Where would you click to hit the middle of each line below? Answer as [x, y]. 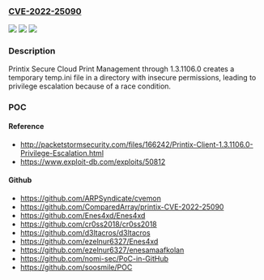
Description [32, 51]
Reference [26, 127]
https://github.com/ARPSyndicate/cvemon [91, 198]
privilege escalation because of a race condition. [90, 86]
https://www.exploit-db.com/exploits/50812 [93, 162]
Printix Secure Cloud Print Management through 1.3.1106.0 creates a [121, 69]
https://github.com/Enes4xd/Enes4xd [83, 215]
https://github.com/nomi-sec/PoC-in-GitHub [94, 258]
